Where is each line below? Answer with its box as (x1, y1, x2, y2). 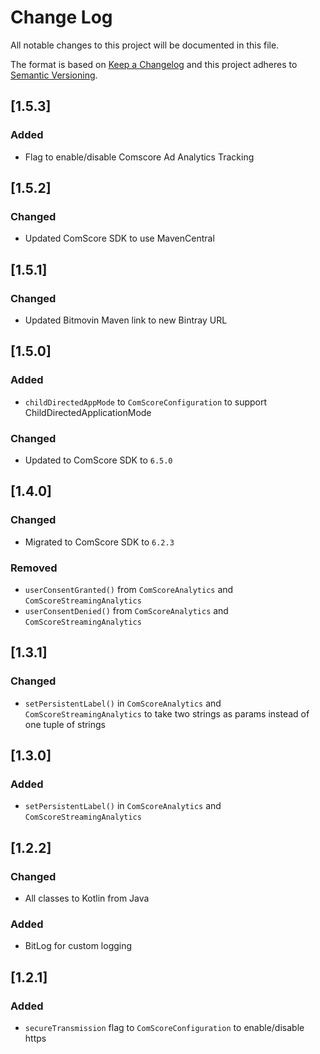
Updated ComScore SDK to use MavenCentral (24, 232, 215, 245)
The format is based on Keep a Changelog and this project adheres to (10, 58, 298, 70)
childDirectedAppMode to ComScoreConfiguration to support (24, 396, 268, 408)
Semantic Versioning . (10, 69, 98, 81)
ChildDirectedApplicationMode (24, 406, 152, 418)
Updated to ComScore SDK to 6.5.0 (24, 454, 173, 466)
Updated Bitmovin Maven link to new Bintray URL (24, 314, 228, 326)
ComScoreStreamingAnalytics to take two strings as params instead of (24, 707, 310, 720)
